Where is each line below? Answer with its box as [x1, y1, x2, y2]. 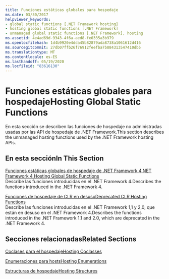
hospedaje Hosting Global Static [5, 96, 141, 107]
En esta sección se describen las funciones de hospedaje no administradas [5, 124, 162, 130]
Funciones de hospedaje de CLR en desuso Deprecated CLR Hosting [5, 193, 147, 199]
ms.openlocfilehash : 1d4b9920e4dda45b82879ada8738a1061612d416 [5, 40, 141, 45]
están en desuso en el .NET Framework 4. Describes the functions [5, 209, 142, 215]
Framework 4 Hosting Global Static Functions [5, 173, 99, 179]
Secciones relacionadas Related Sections [5, 235, 137, 244]
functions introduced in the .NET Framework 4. [5, 184, 102, 190]
